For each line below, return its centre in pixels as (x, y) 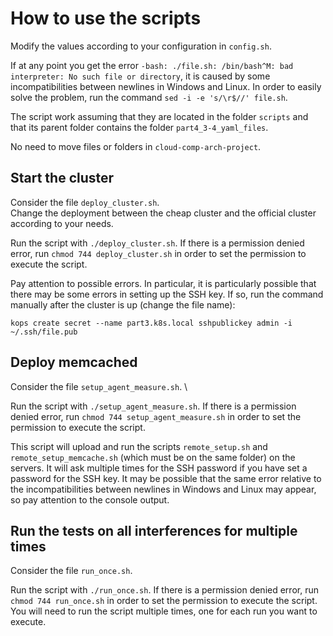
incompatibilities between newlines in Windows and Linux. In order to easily (166, 86)
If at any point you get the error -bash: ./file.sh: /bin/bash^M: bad (152, 65)
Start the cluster (62, 178)
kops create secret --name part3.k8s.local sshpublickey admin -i (151, 323)
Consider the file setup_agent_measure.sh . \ (99, 386)
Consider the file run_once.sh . (71, 571)
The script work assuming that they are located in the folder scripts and (159, 116)
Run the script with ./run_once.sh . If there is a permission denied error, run (164, 590)
